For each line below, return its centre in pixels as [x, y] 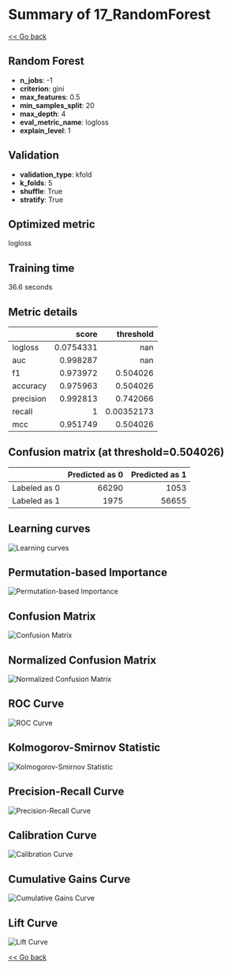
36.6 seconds [30, 287]
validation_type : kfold [56, 174]
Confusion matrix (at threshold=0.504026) [116, 453]
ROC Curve [36, 704]
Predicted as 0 [95, 474]
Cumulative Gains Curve [69, 879]
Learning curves [49, 529]
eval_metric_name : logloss [64, 122]
